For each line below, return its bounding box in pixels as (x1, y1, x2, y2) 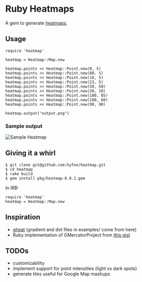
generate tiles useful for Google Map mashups (12, 271, 110, 277)
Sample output (5, 122, 43, 130)
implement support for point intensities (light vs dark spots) (12, 266, 137, 272)
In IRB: (5, 185, 19, 191)
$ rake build (5, 171, 33, 176)
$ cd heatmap (5, 167, 33, 172)
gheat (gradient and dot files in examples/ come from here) (12, 226, 137, 233)
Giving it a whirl (5, 149, 56, 158)
